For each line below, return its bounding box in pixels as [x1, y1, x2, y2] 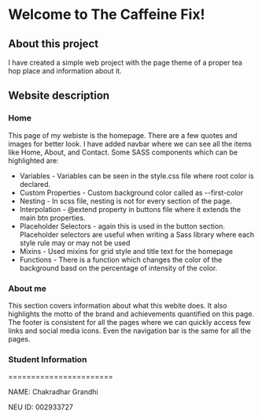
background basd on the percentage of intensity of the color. [19, 263, 218, 273]
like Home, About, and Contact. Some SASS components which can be [8, 147, 238, 157]
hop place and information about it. [8, 66, 122, 76]
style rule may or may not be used [19, 238, 131, 248]
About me [8, 282, 47, 293]
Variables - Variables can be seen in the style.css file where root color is [19, 171, 254, 181]
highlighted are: [8, 155, 59, 165]
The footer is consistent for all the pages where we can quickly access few [8, 317, 251, 327]
